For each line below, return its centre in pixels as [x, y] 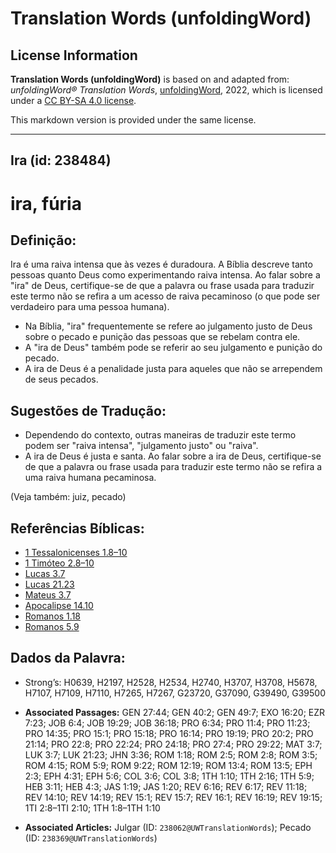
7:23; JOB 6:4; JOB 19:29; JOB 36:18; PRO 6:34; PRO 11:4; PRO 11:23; [167, 723]
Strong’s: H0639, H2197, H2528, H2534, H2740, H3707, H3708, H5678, [171, 682]
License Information [74, 55]
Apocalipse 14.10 [59, 606]
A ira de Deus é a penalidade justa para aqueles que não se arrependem [173, 369]
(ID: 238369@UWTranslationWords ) [91, 838]
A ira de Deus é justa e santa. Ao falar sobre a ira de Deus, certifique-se [173, 456]
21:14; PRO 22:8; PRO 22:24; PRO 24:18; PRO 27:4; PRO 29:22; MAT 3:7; [173, 744]
